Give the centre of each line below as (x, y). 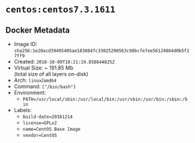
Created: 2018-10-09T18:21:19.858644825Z (64, 62)
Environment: (30, 93)
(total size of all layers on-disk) (51, 74)
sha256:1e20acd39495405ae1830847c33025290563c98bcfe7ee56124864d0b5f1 (102, 51)
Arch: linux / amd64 (35, 80)
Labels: (23, 110)
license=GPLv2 (40, 123)
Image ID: (25, 44)
